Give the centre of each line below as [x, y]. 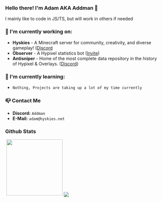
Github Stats [21, 131]
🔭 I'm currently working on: [39, 32]
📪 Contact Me [23, 101]
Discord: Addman [29, 113]
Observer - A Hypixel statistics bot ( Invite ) [56, 53]
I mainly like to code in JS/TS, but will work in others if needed [69, 19]
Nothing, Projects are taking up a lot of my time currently [77, 88]
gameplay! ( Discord [33, 48]
